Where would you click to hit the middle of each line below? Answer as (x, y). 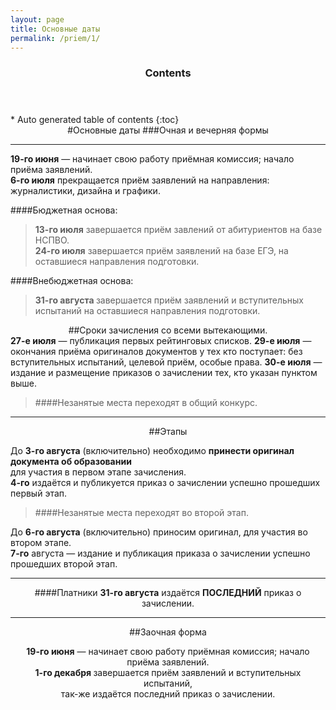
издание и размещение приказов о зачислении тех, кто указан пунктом (164, 373)
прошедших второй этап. (64, 564)
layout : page (37, 19)
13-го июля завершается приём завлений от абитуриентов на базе (178, 230)
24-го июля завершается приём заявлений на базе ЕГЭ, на (161, 251)
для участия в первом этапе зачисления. (98, 472)
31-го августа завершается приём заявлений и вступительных (169, 300)
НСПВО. (52, 240)
